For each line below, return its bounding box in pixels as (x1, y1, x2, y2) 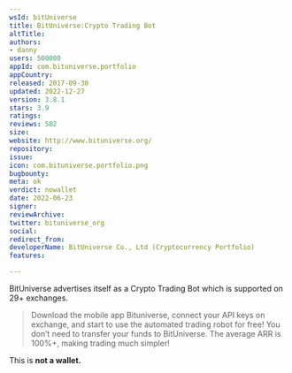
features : (9, 251, 46, 261)
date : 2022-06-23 (9, 194, 73, 203)
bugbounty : (9, 169, 50, 178)
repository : (9, 144, 53, 153)
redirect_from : (9, 235, 65, 244)
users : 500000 (9, 54, 62, 63)
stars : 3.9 (9, 103, 50, 112)
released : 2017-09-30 (9, 79, 89, 88)
